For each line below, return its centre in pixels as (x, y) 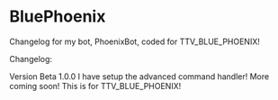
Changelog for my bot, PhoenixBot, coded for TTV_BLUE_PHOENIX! (135, 41)
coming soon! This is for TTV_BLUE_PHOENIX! (95, 86)
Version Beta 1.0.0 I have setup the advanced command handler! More (139, 76)
